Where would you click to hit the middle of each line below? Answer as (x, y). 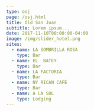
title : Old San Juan (32, 22)
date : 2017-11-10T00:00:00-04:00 (47, 33)
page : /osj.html (26, 17)
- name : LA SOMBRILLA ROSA (45, 50)
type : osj (18, 11)
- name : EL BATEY (34, 60)
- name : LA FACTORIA (37, 72)
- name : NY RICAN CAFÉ (39, 83)
